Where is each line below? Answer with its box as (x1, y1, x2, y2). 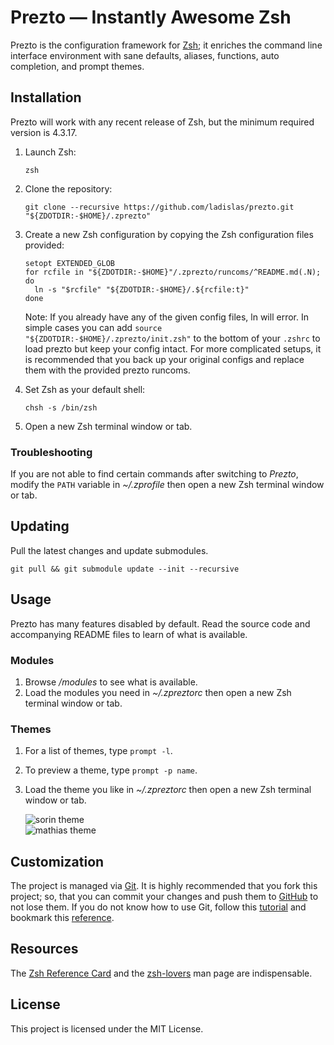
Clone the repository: (24, 182, 113, 195)
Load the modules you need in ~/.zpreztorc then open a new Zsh (24, 686, 292, 698)
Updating (10, 518, 70, 535)
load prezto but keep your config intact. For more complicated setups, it (24, 342, 322, 355)
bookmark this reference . (10, 912, 115, 924)
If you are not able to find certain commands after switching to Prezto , (10, 468, 299, 480)
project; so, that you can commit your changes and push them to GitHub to (10, 891, 319, 903)
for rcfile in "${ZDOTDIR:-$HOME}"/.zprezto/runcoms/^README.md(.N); (24, 267, 322, 277)
